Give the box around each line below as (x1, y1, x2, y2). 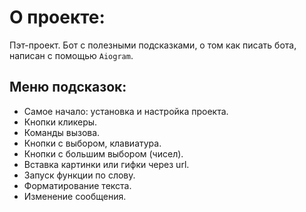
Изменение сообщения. (23, 190, 127, 202)
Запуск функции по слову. (23, 169, 136, 181)
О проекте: (9, 6, 106, 29)
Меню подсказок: (9, 79, 127, 96)
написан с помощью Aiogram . (9, 49, 134, 61)
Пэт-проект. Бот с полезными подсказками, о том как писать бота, (9, 39, 297, 51)
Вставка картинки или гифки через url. (23, 158, 190, 170)
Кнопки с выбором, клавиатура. (23, 137, 162, 149)
